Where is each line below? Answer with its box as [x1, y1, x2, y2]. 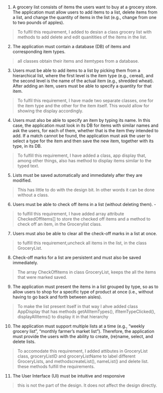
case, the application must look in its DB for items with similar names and [12, 122, 159, 128]
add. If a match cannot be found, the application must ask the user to [12, 133, 151, 138]
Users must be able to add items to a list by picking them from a [12, 68, 140, 73]
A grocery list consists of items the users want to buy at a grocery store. [12, 4, 157, 10]
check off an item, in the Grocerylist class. [17, 221, 102, 227]
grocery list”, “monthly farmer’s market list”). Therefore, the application [12, 328, 155, 334]
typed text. [17, 163, 39, 169]
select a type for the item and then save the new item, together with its [12, 138, 154, 144]
